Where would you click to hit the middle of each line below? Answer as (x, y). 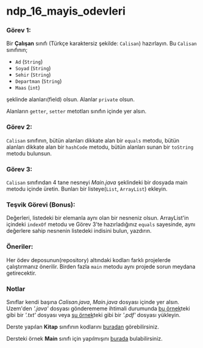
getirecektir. (21, 273)
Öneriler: (20, 247)
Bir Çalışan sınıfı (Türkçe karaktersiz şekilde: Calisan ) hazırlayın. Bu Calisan (101, 43)
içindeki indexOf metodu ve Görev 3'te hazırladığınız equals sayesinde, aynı (101, 224)
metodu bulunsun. (29, 153)
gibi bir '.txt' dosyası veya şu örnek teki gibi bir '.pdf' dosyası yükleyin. (94, 314)
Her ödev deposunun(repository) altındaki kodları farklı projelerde (88, 260)
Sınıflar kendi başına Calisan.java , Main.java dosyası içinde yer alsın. (93, 302)
